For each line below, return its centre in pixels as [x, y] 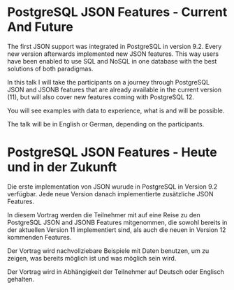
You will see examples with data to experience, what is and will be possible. [116, 110]
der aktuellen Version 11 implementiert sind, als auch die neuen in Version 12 [117, 230]
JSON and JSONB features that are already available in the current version [115, 89]
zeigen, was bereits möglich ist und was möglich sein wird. [92, 258]
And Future [40, 27]
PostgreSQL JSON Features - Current [117, 12]
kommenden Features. [39, 237]
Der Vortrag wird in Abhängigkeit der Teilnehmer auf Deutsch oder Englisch [116, 271]
